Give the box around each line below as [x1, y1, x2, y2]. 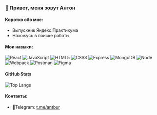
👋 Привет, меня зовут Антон [5, 4, 76, 11]
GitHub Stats [5, 71, 32, 77]
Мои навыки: [5, 44, 33, 49]
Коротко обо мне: [5, 17, 43, 23]
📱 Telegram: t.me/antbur [12, 104, 60, 110]
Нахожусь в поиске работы [12, 33, 70, 39]
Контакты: [5, 93, 28, 99]
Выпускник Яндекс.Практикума [12, 27, 78, 33]
